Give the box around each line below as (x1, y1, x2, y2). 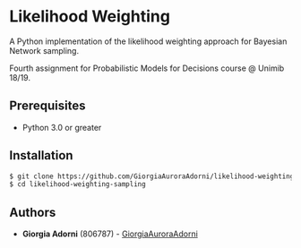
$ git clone (9, 172, 54, 181)
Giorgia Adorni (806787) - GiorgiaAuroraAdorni (21, 228, 199, 239)
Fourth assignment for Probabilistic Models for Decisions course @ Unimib (9, 63, 285, 73)
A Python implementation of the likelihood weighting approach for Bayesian (9, 36, 288, 47)
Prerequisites (9, 98, 86, 114)
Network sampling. (9, 45, 79, 56)
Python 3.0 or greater (21, 122, 102, 133)
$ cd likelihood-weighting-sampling (9, 180, 146, 189)
